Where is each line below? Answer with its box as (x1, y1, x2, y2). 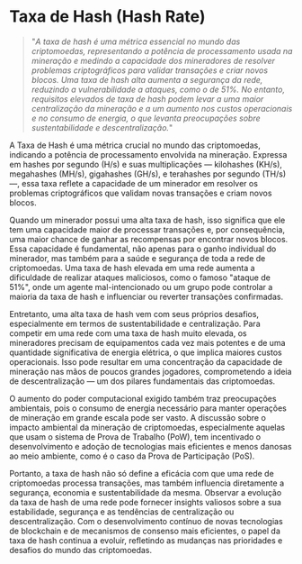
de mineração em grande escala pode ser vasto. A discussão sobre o (9, 412, 267, 423)
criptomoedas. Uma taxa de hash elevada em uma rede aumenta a (9, 262, 255, 273)
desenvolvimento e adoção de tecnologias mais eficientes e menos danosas (9, 441, 292, 451)
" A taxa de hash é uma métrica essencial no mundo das (31, 36, 241, 47)
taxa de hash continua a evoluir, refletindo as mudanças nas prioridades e (9, 534, 283, 546)
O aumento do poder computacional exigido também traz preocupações (9, 393, 277, 404)
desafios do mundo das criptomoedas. (9, 544, 153, 555)
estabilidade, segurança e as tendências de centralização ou (9, 506, 235, 517)
